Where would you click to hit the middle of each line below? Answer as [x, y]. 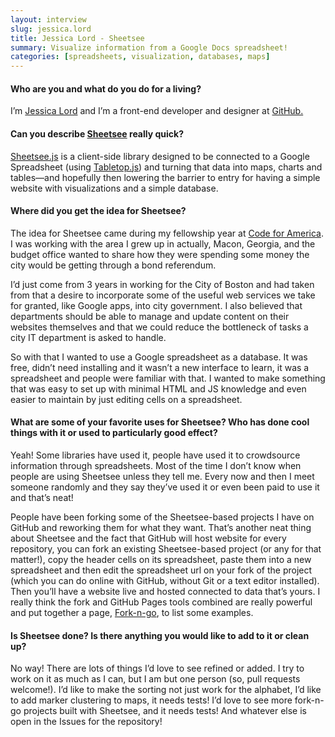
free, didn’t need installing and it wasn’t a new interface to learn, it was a [160, 367]
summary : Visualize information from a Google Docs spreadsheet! [149, 47]
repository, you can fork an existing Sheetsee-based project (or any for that [166, 548]
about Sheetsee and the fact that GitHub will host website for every [148, 538]
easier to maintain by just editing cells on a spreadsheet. [126, 399]
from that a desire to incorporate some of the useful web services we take [163, 295]
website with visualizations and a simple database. [114, 188]
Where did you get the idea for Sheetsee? [98, 211]
